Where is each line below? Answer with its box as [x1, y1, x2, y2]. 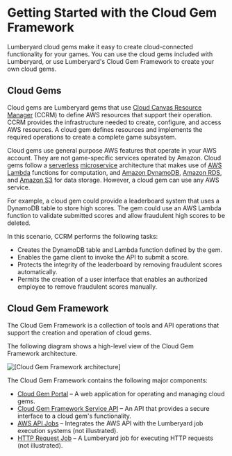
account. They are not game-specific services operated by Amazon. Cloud [7, 153, 221, 162]
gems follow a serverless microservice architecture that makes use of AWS [7, 161, 222, 169]
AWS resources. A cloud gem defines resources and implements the [7, 125, 203, 133]
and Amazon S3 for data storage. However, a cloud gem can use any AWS [7, 176, 219, 184]
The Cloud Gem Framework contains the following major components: [7, 376, 208, 385]
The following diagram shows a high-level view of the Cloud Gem [7, 341, 194, 350]
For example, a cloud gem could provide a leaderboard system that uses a [7, 196, 220, 205]
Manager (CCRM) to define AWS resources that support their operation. [7, 110, 213, 119]
